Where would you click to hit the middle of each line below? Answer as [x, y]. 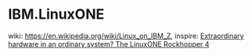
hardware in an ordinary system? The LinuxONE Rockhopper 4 [109, 44]
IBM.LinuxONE [56, 14]
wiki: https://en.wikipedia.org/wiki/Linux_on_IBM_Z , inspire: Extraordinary [126, 36]
